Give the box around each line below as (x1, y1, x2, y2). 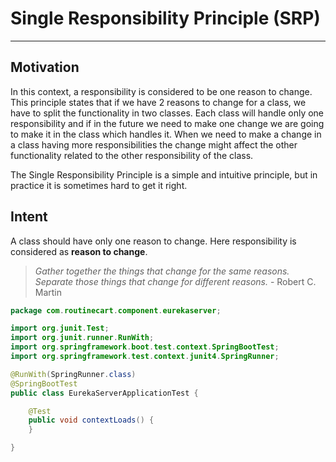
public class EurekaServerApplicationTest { (10, 388, 199, 398)
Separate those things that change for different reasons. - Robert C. (34, 275, 317, 287)
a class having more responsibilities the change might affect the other (10, 138, 298, 151)
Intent (10, 208, 48, 226)
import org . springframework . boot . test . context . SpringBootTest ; (10, 342, 280, 352)
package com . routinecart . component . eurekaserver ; (10, 305, 222, 316)
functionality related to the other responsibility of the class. (10, 149, 254, 161)
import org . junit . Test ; (10, 323, 110, 334)
